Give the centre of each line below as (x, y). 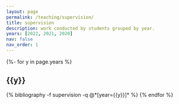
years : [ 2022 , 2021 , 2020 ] (39, 34)
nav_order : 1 (22, 45)
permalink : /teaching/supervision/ (50, 17)
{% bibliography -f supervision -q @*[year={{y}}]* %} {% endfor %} (90, 94)
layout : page (22, 12)
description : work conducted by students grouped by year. (81, 28)
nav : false (20, 39)
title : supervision (30, 23)
